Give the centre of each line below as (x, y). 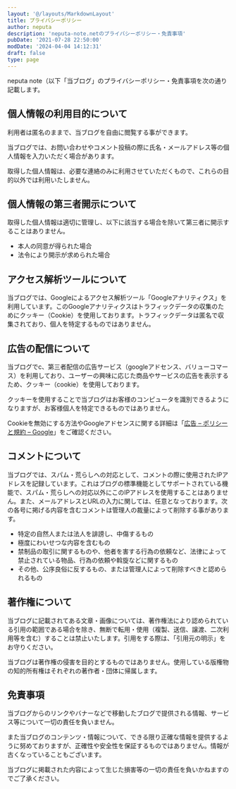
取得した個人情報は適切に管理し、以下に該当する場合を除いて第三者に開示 (115, 222)
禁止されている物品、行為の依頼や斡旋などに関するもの (98, 560)
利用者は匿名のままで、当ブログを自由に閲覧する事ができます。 (100, 132)
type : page (23, 60)
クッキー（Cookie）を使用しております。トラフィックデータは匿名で (119, 315)
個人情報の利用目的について (68, 114)
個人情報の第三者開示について (72, 204)
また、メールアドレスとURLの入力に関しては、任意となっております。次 (123, 501)
